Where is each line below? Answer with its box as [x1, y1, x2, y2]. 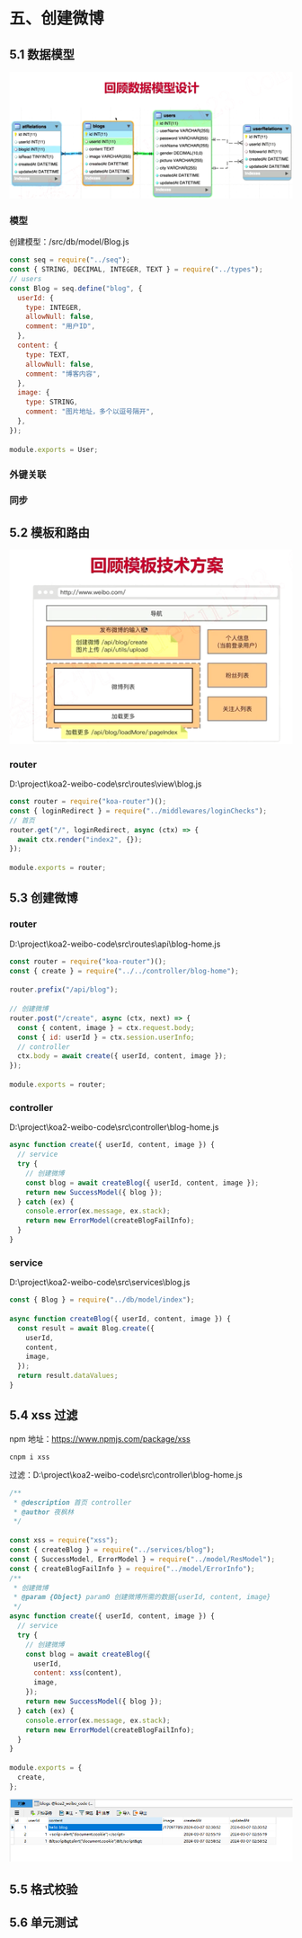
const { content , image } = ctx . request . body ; [17, 1023, 195, 1032]
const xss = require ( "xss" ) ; [9, 1536, 119, 1545]
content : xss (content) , [32, 1668, 123, 1677]
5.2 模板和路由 [9, 525, 90, 540]
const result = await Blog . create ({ [17, 1323, 155, 1333]
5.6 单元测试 [9, 1915, 78, 1930]
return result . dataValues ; [17, 1372, 119, 1381]
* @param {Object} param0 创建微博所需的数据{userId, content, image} [13, 1593, 271, 1602]
